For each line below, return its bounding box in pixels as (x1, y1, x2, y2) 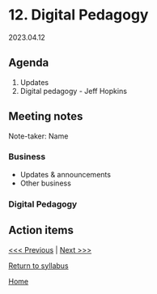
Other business (19, 178, 71, 188)
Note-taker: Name (8, 131, 69, 141)
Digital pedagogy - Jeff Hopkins (19, 86, 128, 96)
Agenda (8, 56, 49, 70)
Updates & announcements (19, 169, 112, 179)
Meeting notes (8, 109, 83, 123)
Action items (8, 224, 74, 237)
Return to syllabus (8, 261, 69, 271)
